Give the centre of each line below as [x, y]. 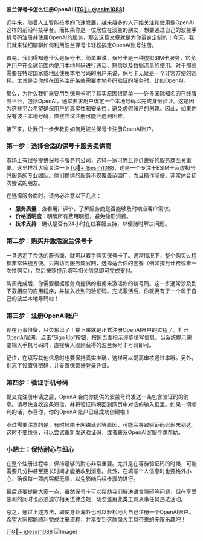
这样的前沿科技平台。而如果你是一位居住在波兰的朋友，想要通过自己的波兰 [99, 30]
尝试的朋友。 [27, 183]
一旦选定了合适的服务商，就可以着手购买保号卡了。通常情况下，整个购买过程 [101, 255]
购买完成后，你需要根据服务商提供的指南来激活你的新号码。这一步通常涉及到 [101, 283]
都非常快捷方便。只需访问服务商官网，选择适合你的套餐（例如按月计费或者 [99, 263]
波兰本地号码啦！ [38, 298]
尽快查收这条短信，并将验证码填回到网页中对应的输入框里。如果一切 [107, 404]
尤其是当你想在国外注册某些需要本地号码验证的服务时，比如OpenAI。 [103, 80]
